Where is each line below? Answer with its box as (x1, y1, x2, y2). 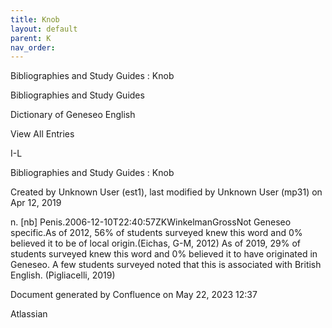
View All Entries (10, 128, 75, 140)
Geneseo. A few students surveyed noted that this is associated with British (10, 259, 322, 271)
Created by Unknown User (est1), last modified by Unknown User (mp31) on (10, 186, 323, 198)
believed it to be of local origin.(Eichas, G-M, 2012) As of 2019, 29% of (10, 237, 302, 250)
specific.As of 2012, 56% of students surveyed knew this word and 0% (10, 227, 303, 239)
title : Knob (10, 14, 60, 25)
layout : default (10, 24, 78, 34)
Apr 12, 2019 (10, 197, 62, 209)
